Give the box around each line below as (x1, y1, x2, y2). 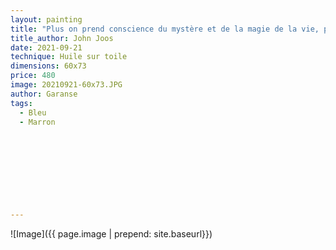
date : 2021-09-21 (10, 42, 83, 53)
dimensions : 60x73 (10, 61, 87, 71)
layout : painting (10, 14, 83, 25)
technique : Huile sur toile (10, 52, 128, 62)
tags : (10, 98, 33, 108)
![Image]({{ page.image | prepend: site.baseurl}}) (10, 228, 213, 240)
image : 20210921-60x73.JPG (10, 80, 123, 90)
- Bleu (19, 107, 47, 118)
